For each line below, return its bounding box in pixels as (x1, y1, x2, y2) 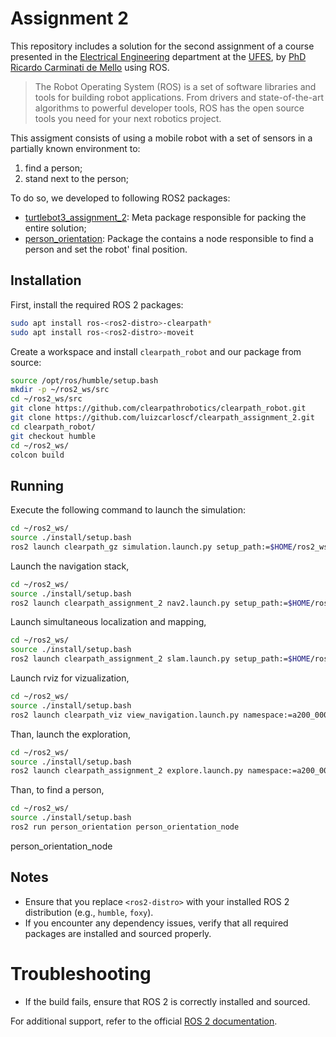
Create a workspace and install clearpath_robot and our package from (10, 345, 302, 357)
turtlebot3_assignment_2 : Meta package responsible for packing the (24, 211, 307, 223)
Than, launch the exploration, (10, 728, 132, 740)
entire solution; (24, 222, 87, 234)
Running (10, 477, 65, 494)
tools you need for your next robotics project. (34, 112, 222, 124)
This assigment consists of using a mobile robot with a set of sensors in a (10, 132, 313, 144)
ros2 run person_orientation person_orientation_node (10, 822, 240, 832)
